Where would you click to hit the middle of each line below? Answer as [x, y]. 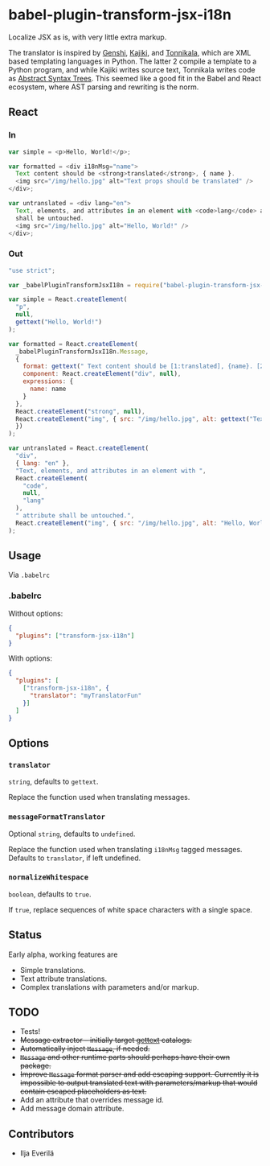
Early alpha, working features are [63, 954]
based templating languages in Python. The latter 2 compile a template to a [133, 61]
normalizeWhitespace [49, 878]
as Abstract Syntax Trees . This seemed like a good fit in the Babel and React [135, 78]
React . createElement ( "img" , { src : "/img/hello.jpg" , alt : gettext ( [133, 419]
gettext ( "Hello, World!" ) [59, 322]
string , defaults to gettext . [53, 781]
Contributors [41, 1133]
